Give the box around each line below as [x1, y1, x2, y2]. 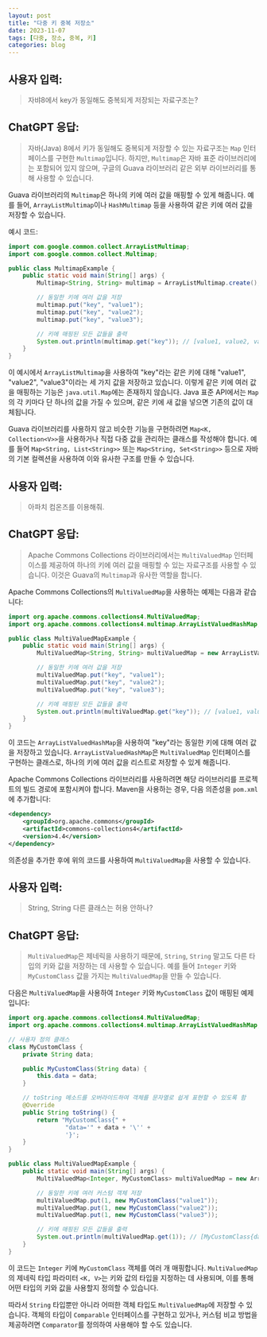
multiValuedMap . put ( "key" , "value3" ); [37, 685, 165, 694]
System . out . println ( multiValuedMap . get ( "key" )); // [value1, [37, 707, 244, 715]
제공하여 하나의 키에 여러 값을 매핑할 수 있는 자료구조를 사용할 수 [48, 560, 249, 569]
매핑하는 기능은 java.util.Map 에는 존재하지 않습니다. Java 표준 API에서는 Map [16, 387, 259, 397]
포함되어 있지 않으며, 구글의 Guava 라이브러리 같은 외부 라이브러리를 [36, 163, 248, 172]
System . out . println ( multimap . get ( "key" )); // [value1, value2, [37, 337, 250, 346]
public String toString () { [22, 1108, 115, 1117]
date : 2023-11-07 [8, 26, 66, 34]
